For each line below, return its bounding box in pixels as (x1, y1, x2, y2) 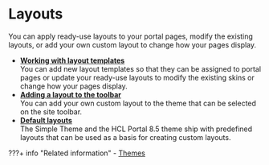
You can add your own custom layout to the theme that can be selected (19, 98, 257, 108)
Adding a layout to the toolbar (19, 89, 122, 99)
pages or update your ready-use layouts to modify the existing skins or (19, 72, 255, 82)
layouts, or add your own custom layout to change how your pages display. (8, 39, 257, 49)
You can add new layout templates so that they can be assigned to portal (19, 64, 262, 73)
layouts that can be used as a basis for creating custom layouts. (19, 132, 231, 142)
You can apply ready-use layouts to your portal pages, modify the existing (8, 31, 253, 41)
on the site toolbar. (19, 106, 83, 117)
